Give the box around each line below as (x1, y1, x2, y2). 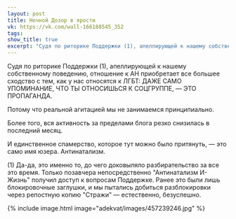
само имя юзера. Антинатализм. (7, 148, 105, 155)
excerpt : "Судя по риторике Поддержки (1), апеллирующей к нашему (7, 43, 206, 50)
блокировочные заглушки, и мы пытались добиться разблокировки (7, 183, 211, 191)
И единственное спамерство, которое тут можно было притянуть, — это (7, 140, 227, 148)
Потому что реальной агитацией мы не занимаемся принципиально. (7, 106, 214, 113)
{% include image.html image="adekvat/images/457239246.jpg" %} (7, 204, 206, 212)
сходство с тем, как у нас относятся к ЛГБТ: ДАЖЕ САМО (7, 77, 182, 85)
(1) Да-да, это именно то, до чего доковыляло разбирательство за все (7, 161, 220, 169)
